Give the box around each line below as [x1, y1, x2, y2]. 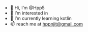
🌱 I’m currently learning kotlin [10, 15, 72, 21]
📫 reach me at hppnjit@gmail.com [10, 21, 83, 27]
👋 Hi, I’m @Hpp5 [10, 5, 45, 10]
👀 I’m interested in [10, 10, 48, 16]
